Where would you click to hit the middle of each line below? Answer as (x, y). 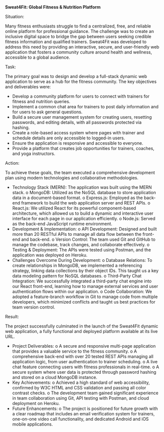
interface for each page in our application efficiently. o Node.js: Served (84, 218)
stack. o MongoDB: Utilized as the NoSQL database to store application (84, 192)
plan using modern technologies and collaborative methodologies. (72, 178)
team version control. (34, 307)
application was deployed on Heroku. (50, 255)
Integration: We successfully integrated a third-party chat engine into (82, 281)
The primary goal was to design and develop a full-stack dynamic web (76, 76)
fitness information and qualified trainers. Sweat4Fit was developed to (76, 42)
